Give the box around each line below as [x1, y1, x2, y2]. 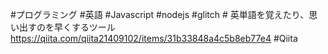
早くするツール [53, 21, 116, 33]
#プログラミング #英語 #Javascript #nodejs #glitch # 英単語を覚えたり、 [10, 9, 310, 20]
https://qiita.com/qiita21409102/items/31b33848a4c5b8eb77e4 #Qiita [10, 33, 298, 44]
